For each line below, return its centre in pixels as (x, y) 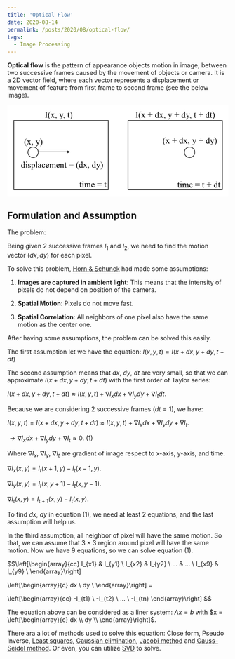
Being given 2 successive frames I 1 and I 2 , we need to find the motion (108, 247)
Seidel (16, 648)
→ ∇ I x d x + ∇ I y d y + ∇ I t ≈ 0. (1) (51, 439)
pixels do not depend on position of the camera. (87, 290)
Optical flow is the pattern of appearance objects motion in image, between (117, 65)
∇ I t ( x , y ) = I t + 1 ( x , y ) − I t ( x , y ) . (48, 500)
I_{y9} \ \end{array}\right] (45, 571)
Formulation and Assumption (72, 216)
